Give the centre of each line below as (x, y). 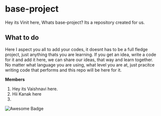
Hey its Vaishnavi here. (35, 89)
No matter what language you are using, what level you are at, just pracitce (80, 65)
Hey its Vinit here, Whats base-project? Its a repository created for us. (75, 22)
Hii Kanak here (27, 94)
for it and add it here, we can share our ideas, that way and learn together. (79, 60)
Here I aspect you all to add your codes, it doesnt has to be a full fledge (76, 49)
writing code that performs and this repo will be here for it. (64, 70)
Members (15, 79)
